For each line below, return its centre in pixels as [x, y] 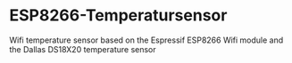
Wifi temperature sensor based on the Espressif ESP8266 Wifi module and [146, 40]
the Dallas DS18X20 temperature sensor [83, 49]
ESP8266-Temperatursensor [118, 16]
